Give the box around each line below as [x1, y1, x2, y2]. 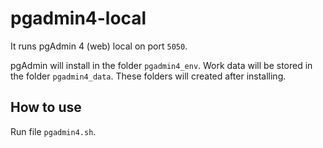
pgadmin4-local [10, 7, 147, 30]
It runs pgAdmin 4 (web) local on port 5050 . [10, 40, 188, 52]
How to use [10, 99, 82, 116]
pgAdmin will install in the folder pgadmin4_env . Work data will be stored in [10, 59, 313, 71]
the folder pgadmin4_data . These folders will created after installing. [10, 70, 287, 82]
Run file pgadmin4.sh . [10, 125, 97, 137]
